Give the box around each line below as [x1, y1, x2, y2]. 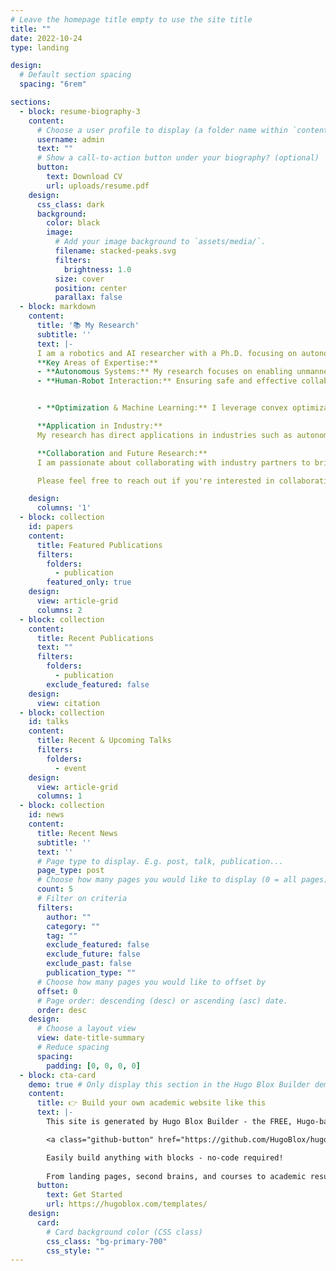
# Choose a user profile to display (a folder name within [36, 125, 288, 135]
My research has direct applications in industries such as [36, 430, 293, 440]
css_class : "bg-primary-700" [46, 1236, 168, 1246]
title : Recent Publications [36, 633, 155, 643]
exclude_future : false [46, 949, 141, 960]
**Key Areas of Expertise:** [36, 357, 159, 368]
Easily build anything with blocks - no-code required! [46, 1152, 284, 1163]
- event [54, 763, 87, 773]
